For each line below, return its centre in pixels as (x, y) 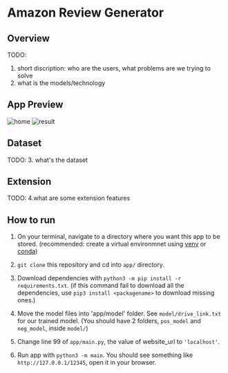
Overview (29, 38)
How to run (31, 220)
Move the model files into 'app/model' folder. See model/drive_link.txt (119, 313)
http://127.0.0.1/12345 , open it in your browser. (87, 363)
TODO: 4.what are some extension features (69, 198)
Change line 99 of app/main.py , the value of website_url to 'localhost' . (118, 342)
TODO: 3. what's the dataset (48, 160)
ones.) (26, 300)
